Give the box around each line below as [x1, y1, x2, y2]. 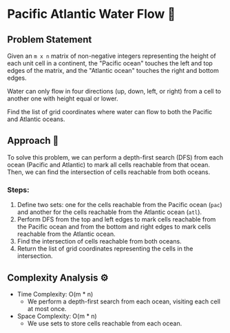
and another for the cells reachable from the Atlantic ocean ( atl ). [17, 208, 202, 216]
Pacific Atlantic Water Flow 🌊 [7, 6, 176, 22]
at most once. [27, 304, 67, 312]
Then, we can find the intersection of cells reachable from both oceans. [7, 168, 211, 176]
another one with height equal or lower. [7, 94, 118, 103]
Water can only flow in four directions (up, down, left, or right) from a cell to [7, 87, 222, 95]
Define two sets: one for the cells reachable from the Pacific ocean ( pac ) [17, 201, 222, 209]
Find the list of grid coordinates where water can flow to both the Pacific [7, 108, 213, 116]
